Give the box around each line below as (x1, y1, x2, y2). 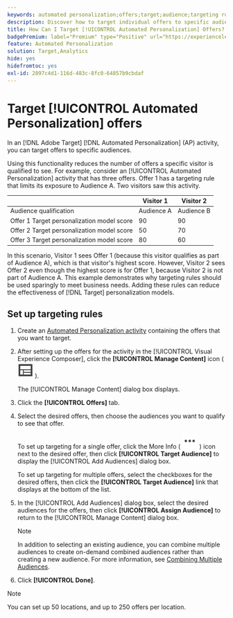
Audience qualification (10, 207, 74, 215)
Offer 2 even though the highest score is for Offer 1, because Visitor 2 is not (7, 266, 223, 274)
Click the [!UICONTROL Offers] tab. (17, 399, 120, 407)
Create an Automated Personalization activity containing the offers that (17, 326, 221, 335)
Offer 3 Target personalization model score (10, 236, 133, 244)
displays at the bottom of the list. (17, 485, 112, 494)
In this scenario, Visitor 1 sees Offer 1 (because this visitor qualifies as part (7, 251, 220, 260)
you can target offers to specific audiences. (7, 146, 132, 154)
